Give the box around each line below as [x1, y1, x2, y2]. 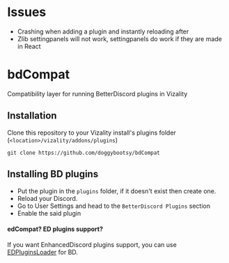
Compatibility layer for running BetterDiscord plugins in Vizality [7, 89, 188, 98]
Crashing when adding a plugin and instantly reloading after [17, 27, 189, 36]
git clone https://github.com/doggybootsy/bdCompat [7, 149, 160, 156]
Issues [7, 4, 47, 20]
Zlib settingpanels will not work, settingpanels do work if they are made [17, 34, 223, 43]
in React [17, 42, 41, 50]
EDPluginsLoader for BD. [7, 248, 79, 256]
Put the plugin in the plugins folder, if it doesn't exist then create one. [17, 186, 216, 195]
